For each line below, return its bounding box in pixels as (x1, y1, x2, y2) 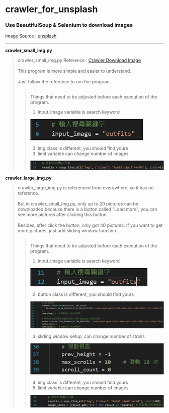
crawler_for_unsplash (5, 4, 98, 15)
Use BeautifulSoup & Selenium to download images (5, 22, 133, 29)
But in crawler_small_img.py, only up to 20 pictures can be (17, 201, 139, 207)
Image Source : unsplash (5, 33, 57, 39)
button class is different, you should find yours (37, 291, 134, 297)
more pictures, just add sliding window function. (17, 228, 118, 234)
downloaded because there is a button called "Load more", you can (17, 206, 157, 213)
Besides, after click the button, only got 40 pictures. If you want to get (17, 222, 163, 228)
